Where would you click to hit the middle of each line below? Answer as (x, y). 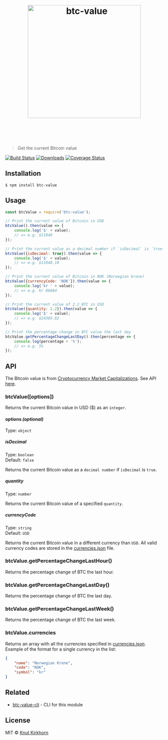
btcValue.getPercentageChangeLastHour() (59, 561)
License (18, 721)
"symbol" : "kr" (30, 672)
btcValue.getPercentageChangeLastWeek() (60, 609)
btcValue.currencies (31, 633)
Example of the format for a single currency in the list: (61, 649)
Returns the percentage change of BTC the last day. (59, 596)
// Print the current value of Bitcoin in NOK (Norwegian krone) (75, 277)
